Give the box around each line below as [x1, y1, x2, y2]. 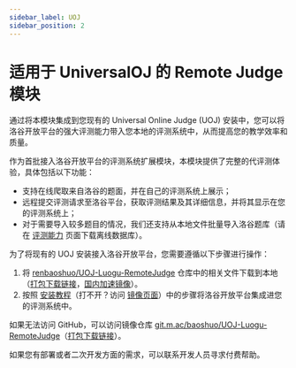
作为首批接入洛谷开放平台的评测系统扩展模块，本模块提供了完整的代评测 [9, 156, 272, 166]
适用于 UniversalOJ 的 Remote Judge [9, 62, 284, 82]
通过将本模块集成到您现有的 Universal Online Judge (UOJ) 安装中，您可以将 [9, 115, 285, 126]
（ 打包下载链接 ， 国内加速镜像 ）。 [21, 279, 143, 289]
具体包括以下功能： [24, 167, 95, 178]
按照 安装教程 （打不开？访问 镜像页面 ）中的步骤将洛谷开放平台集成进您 [21, 289, 283, 301]
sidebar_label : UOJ [9, 12, 81, 22]
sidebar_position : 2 [9, 21, 86, 30]
